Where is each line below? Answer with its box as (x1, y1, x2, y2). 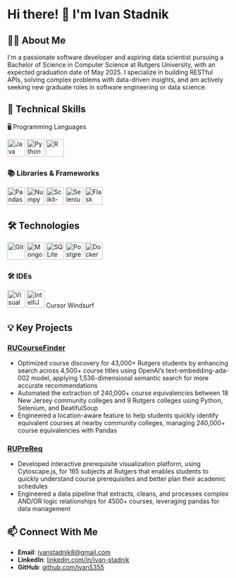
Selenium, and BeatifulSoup (17, 403, 99, 412)
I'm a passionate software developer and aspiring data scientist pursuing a (7, 53, 224, 61)
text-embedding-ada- (165, 366, 229, 375)
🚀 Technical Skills (7, 103, 87, 115)
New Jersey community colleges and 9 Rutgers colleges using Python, (17, 396, 223, 404)
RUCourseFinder (7, 343, 66, 353)
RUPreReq (7, 444, 43, 453)
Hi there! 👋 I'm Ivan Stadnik (7, 6, 169, 23)
